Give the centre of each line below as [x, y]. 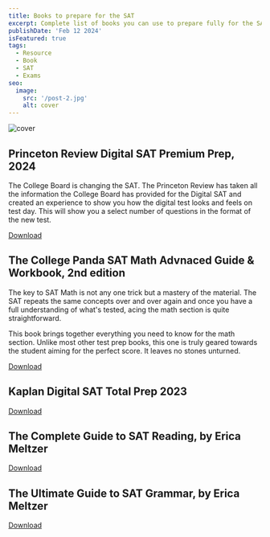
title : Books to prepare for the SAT [72, 16]
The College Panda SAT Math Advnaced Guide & [131, 261]
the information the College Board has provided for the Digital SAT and [125, 194]
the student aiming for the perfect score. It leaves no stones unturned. [125, 350]
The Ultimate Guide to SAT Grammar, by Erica [124, 493]
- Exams [29, 76]
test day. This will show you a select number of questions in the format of [130, 211]
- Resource [34, 53]
